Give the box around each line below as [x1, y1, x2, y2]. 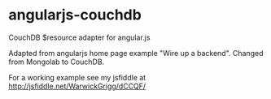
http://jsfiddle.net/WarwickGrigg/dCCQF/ [8, 81, 146, 91]
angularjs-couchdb [8, 6, 142, 24]
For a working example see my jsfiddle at [8, 72, 146, 82]
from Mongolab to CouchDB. [8, 57, 105, 67]
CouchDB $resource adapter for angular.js [8, 32, 151, 42]
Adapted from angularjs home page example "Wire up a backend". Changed [8, 48, 264, 58]
